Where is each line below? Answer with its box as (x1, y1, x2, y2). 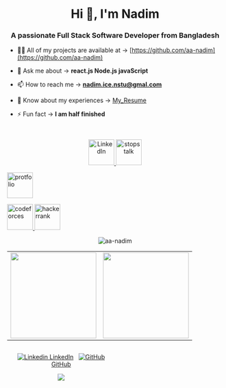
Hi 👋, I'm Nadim (71, 6, 160, 22)
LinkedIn (49, 353, 74, 361)
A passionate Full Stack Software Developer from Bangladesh (10, 31, 220, 40)
